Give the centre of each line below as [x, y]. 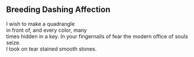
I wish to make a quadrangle [41, 24]
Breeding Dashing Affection [58, 10]
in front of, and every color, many [46, 30]
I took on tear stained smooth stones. [51, 49]
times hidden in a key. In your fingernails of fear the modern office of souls [97, 36]
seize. [13, 42]
